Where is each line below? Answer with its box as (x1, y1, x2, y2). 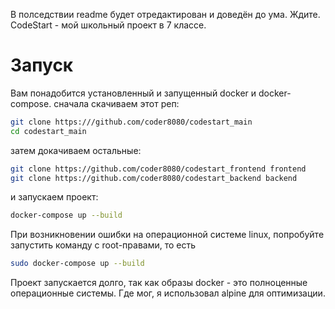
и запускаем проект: (10, 191, 99, 203)
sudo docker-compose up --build (10, 259, 145, 269)
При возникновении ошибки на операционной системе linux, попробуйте (10, 229, 325, 241)
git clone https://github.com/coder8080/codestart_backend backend (10, 173, 298, 183)
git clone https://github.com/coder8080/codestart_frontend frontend (10, 164, 307, 174)
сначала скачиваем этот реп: (53, 97, 180, 109)
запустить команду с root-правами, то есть (10, 239, 197, 251)
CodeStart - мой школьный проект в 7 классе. (10, 19, 207, 31)
